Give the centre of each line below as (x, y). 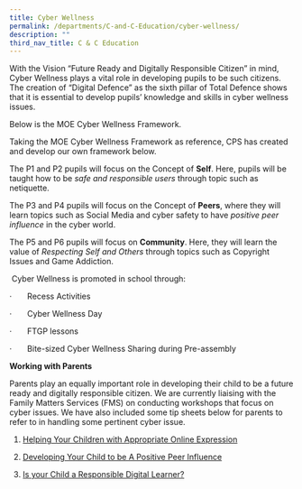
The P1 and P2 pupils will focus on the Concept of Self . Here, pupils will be (148, 169)
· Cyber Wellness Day (56, 314)
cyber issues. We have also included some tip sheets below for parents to (146, 412)
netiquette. (29, 188)
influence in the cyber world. (63, 225)
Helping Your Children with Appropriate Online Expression (130, 439)
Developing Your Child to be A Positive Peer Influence (122, 457)
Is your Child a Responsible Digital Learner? (103, 475)
